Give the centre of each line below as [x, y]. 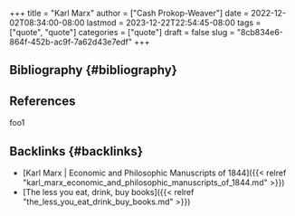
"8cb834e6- [260, 32]
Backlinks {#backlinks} [76, 151]
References [43, 101]
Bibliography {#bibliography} [94, 70]
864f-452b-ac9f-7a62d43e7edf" [71, 42]
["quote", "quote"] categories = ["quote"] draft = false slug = [122, 32]
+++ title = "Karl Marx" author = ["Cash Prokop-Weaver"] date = [129, 13]
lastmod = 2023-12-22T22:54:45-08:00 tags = [174, 23]
